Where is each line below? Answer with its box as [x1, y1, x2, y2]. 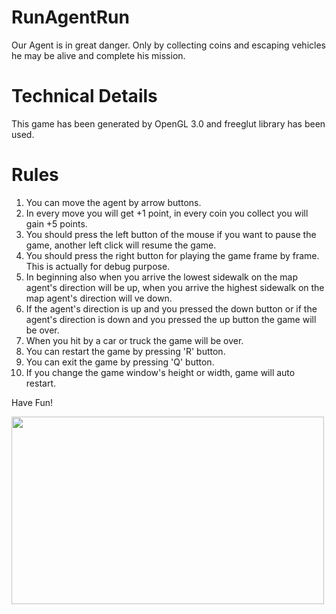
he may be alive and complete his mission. [11, 49, 186, 61]
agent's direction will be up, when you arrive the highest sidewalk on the [25, 281, 325, 293]
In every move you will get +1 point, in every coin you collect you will [25, 207, 309, 219]
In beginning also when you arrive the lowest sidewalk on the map [25, 271, 298, 283]
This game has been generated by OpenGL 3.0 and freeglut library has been [11, 117, 326, 130]
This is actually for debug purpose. [25, 260, 171, 272]
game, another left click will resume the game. [25, 239, 217, 251]
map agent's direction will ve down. [25, 292, 173, 304]
